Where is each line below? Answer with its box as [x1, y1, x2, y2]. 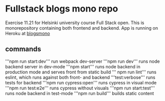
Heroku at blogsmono [5, 30, 50, 36]
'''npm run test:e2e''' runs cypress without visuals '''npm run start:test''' [5, 85, 155, 91]
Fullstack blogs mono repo [5, 3, 118, 15]
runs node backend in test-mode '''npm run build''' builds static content [5, 90, 154, 96]
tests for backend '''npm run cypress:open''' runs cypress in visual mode [5, 79, 157, 85]
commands [5, 45, 41, 53]
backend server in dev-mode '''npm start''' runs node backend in [5, 63, 141, 69]
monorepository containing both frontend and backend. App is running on [5, 25, 158, 31]
